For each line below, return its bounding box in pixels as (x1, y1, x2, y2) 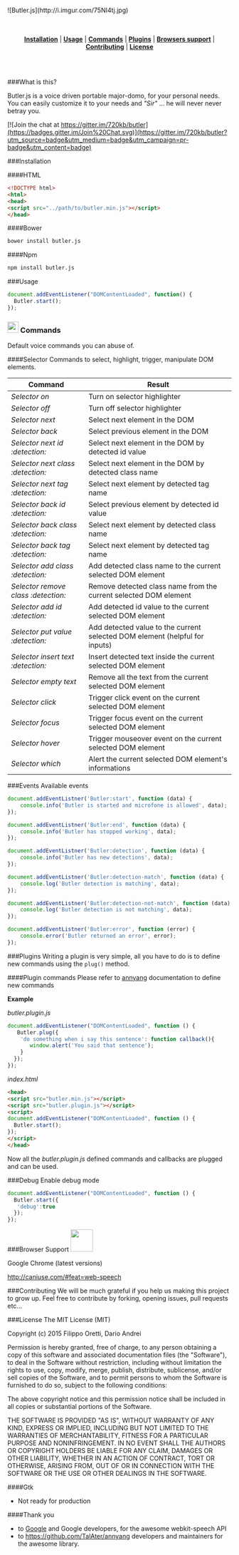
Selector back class (11, 520, 78, 530)
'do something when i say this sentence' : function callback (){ (20, 1035, 215, 1043)
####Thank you (7, 1511, 55, 1519)
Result (147, 380, 169, 390)
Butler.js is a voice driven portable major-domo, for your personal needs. (7, 91, 221, 100)
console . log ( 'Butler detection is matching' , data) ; (20, 880, 180, 887)
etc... (7, 1302, 23, 1311)
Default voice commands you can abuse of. (7, 341, 135, 350)
